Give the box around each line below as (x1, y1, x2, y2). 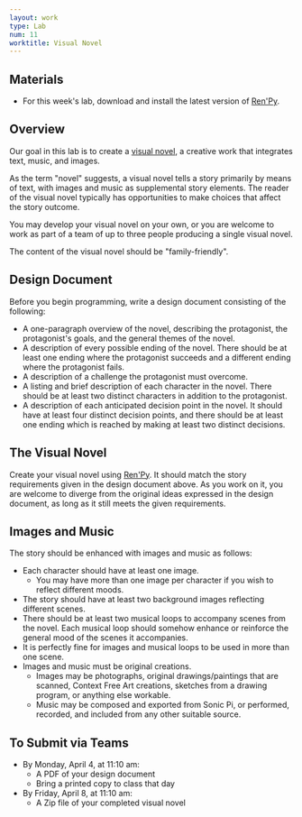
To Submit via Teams (9, 735, 129, 750)
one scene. (22, 651, 65, 663)
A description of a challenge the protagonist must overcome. (22, 371, 249, 381)
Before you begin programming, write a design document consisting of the (9, 296, 287, 307)
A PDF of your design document (35, 768, 156, 780)
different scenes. (22, 603, 86, 614)
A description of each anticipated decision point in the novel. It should (22, 399, 283, 410)
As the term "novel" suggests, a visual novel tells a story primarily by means (9, 172, 292, 183)
